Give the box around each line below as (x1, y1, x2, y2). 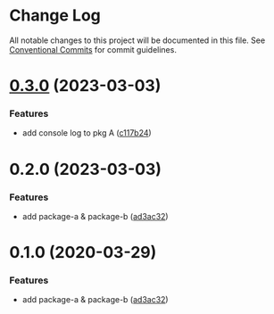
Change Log (9, 5, 101, 26)
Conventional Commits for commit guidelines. (9, 44, 177, 54)
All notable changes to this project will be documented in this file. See (9, 35, 266, 45)
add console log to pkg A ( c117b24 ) (21, 128, 152, 138)
